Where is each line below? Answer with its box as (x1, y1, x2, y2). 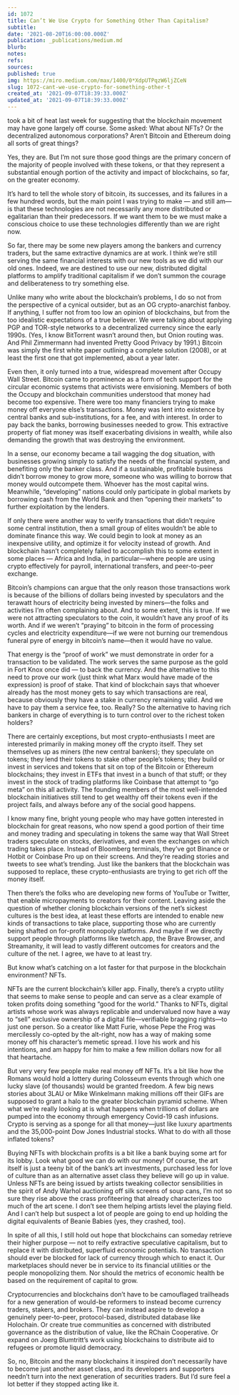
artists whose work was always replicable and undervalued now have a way (7, 1008, 230, 1015)
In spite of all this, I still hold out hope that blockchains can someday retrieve (7, 1231, 233, 1239)
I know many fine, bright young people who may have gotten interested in (7, 814, 224, 823)
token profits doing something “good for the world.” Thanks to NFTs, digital (7, 1000, 228, 1008)
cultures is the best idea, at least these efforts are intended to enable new (7, 911, 224, 920)
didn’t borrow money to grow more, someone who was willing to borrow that (7, 472, 232, 480)
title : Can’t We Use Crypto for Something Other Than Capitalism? (7, 17, 209, 24)
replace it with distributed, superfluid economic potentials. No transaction (7, 1246, 224, 1254)
